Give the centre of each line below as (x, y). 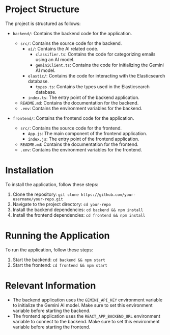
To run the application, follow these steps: (49, 250)
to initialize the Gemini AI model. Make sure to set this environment (82, 305)
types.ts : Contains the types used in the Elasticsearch (93, 86)
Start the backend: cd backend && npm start (59, 260)
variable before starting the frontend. (51, 327)
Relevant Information (51, 286)
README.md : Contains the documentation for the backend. (79, 102)
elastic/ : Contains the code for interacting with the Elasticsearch (96, 75)
